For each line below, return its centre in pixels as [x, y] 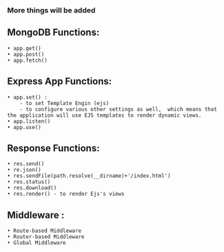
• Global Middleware [37, 243]
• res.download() [32, 188]
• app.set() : [28, 97]
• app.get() [24, 48]
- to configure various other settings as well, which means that [118, 109]
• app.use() [24, 127]
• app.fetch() [28, 60]
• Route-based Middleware [44, 231]
